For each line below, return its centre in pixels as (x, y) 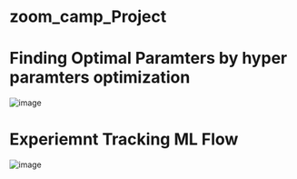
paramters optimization (100, 78)
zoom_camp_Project (88, 17)
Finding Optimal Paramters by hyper (148, 59)
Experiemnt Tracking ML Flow (124, 139)
